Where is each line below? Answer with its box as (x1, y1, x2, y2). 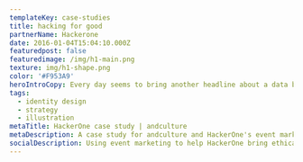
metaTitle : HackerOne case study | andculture (9, 122, 188, 131)
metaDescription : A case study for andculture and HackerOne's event (9, 130, 277, 139)
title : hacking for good (9, 22, 103, 31)
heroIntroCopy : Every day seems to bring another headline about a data (9, 80, 289, 89)
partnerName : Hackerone (9, 30, 99, 39)
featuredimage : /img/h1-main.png (9, 55, 135, 64)
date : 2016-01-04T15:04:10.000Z (9, 38, 131, 48)
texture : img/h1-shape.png (9, 64, 111, 73)
